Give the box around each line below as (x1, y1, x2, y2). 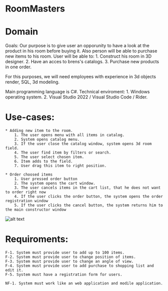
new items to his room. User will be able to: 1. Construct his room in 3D (5, 53, 152, 59)
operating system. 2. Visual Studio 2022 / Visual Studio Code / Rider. (5, 94, 148, 100)
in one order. (5, 64, 32, 70)
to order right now (5, 190, 46, 195)
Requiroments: (5, 234, 69, 245)
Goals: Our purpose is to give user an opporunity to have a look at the (5, 43, 150, 49)
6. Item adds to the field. (14, 159, 73, 164)
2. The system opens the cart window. (14, 181, 96, 186)
